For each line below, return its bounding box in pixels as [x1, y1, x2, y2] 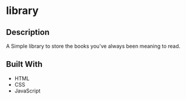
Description [6, 27, 50, 37]
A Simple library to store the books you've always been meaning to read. [6, 42, 181, 49]
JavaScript [14, 87, 41, 94]
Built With [6, 59, 43, 69]
